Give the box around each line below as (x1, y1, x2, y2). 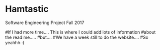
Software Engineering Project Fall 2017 (5, 20, 84, 25)
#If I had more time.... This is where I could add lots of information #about (5, 29, 156, 35)
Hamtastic (5, 3, 49, 15)
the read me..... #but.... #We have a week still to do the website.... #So (5, 34, 149, 40)
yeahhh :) (5, 39, 25, 45)
